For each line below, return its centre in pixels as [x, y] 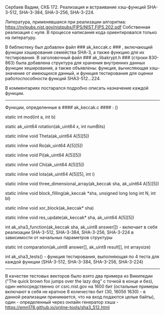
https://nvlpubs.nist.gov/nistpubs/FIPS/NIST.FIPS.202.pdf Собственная [78, 27]
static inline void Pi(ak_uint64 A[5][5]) [43, 155]
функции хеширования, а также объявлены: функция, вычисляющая [77, 68]
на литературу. [21, 37]
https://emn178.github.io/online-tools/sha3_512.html [57, 307]
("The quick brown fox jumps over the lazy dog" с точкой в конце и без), [79, 281]
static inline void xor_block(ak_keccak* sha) [50, 208]
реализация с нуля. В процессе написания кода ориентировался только [81, 32]
